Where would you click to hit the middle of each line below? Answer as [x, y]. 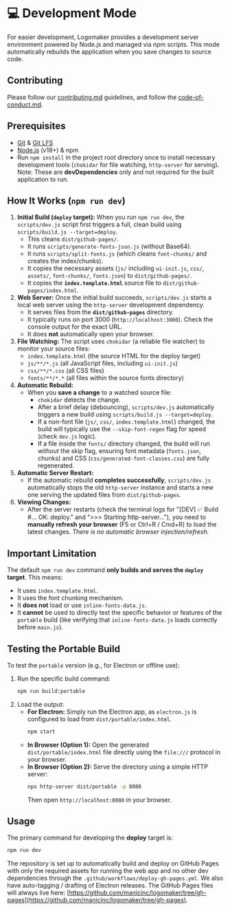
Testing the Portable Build [64, 649]
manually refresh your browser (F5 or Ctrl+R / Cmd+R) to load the [122, 525]
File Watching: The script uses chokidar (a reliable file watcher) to [111, 342]
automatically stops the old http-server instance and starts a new [120, 487]
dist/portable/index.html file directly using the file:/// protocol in [124, 752]
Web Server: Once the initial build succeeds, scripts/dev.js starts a [114, 298]
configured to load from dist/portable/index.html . [100, 718]
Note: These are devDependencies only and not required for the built [115, 172]
